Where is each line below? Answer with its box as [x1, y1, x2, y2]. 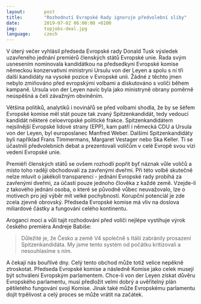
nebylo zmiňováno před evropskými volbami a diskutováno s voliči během [6, 79, 190, 87]
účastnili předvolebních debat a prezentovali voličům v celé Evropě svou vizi [6, 142, 196, 150]
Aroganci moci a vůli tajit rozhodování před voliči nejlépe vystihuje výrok [6, 217, 185, 224]
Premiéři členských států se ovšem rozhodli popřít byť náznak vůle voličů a [6, 160, 192, 168]
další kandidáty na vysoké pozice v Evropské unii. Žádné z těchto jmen [6, 73, 182, 81]
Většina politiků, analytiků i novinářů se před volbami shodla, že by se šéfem [6, 104, 196, 111]
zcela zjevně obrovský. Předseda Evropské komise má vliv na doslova [6, 199, 179, 206]
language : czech [6, 31, 58, 37]
